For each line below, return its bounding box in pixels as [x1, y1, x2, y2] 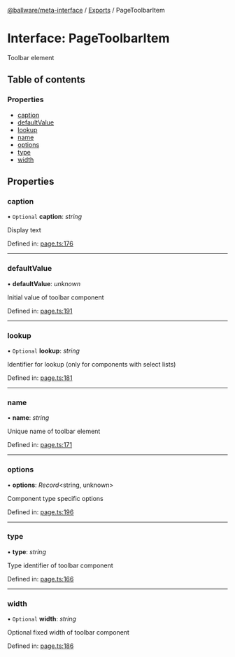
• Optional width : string [7, 615, 77, 623]
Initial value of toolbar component [7, 293, 104, 302]
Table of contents [7, 73, 85, 86]
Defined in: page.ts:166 [7, 574, 74, 583]
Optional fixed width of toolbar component [7, 628, 129, 637]
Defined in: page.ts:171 [7, 441, 72, 449]
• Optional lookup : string [7, 346, 80, 355]
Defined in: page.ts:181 [7, 374, 73, 382]
